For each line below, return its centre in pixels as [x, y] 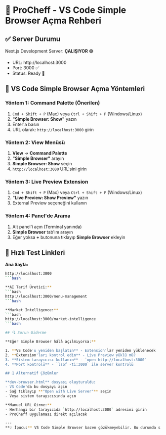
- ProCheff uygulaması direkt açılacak [46, 414]
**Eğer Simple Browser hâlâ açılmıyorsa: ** [51, 342]
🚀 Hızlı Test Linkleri [35, 253]
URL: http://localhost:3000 [39, 62]
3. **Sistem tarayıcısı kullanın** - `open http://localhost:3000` [76, 360]
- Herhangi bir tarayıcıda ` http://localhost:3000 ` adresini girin [76, 410]
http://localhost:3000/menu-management [46, 296]
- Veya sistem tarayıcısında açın [41, 396]
